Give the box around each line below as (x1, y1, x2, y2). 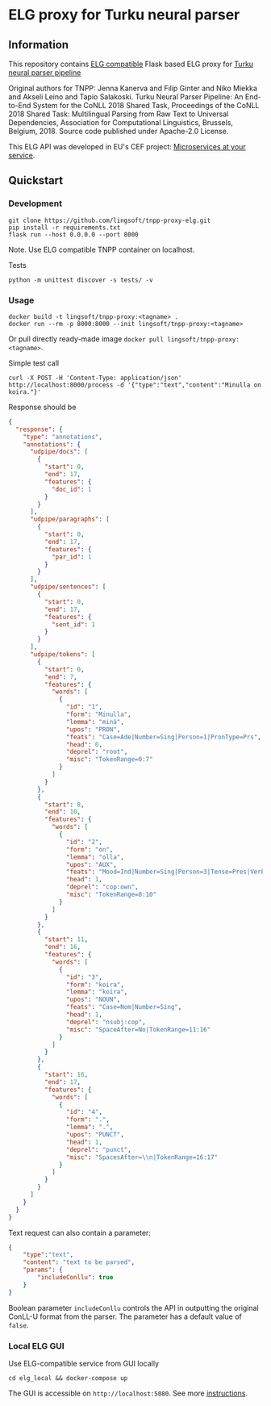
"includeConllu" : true (37, 1274, 114, 1282)
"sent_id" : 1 (51, 620, 95, 629)
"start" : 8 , (44, 801, 85, 809)
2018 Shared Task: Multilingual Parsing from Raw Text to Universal (8, 109, 229, 119)
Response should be (8, 402, 77, 412)
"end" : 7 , (44, 672, 78, 681)
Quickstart (8, 174, 64, 187)
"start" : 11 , (44, 935, 89, 944)
